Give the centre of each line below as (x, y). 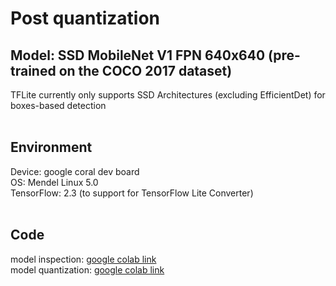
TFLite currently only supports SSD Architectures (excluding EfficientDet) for (168, 95)
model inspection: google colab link (83, 259)
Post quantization (85, 18)
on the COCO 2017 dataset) (145, 70)
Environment (51, 147)
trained (33, 70)
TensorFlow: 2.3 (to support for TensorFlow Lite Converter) (132, 193)
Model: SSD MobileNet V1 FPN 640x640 (138, 55)
